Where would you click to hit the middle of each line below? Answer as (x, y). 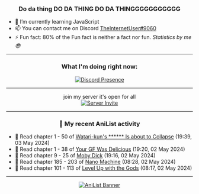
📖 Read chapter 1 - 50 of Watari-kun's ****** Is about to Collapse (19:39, (103, 136)
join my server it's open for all (99, 96)
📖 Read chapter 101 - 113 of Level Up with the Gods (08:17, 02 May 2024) (103, 168)
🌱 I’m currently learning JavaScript (57, 22)
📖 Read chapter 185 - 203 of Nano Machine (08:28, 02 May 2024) (95, 161)
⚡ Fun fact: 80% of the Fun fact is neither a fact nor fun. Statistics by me (103, 37)
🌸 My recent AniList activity (99, 124)
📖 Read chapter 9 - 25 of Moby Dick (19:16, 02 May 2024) (85, 155)
